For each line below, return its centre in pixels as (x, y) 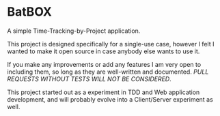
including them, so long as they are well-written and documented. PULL (108, 72)
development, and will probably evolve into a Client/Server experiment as (110, 99)
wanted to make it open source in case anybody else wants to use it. (104, 51)
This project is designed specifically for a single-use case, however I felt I (111, 44)
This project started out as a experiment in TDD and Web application (104, 92)
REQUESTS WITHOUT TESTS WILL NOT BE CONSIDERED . (90, 78)
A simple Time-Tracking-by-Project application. (74, 31)
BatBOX (30, 12)
